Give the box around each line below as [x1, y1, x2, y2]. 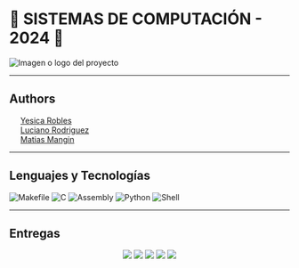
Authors [9, 92, 56, 107]
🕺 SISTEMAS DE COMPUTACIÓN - [9, 9, 263, 29]
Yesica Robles [20, 115, 73, 126]
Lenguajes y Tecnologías [9, 168, 151, 183]
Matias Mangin [20, 134, 75, 144]
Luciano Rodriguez [20, 125, 90, 135]
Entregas [9, 225, 61, 240]
